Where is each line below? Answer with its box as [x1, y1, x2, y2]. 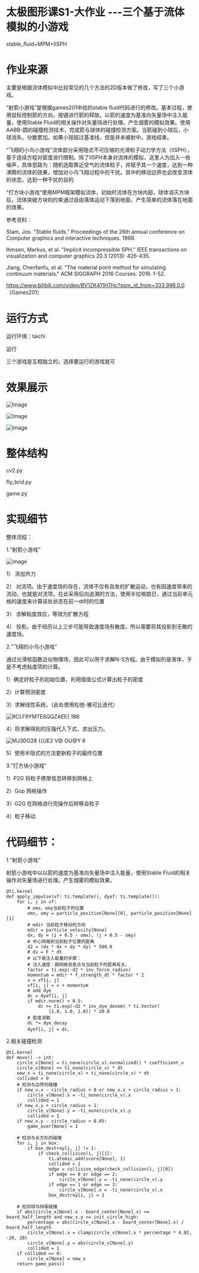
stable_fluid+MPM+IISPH [6, 40, 67, 48]
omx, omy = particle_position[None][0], [27, 910, 129, 916]
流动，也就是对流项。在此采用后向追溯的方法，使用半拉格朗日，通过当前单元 [6, 590, 193, 597]
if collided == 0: [17, 1250, 62, 1256]
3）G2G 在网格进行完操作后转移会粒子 [6, 799, 100, 807]
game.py [6, 490, 28, 497]
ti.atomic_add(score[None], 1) [48, 1155, 126, 1162]
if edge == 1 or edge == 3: [48, 1181, 118, 1187]
